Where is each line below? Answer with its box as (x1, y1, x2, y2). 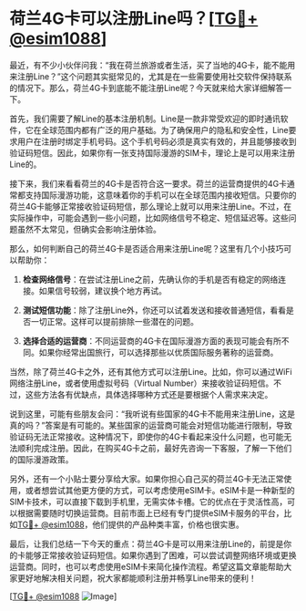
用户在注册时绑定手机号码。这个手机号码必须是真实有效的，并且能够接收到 (16, 136, 297, 147)
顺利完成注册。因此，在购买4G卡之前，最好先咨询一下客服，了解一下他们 (16, 442, 292, 453)
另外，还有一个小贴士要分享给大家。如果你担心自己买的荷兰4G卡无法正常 (9, 473, 284, 484)
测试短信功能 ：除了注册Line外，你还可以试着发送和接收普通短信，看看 (22, 305, 287, 316)
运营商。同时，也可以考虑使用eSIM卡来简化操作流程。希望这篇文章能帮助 (9, 561, 284, 572)
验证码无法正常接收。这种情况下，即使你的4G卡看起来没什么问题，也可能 (9, 430, 284, 442)
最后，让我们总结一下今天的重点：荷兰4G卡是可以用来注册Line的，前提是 (9, 538, 284, 549)
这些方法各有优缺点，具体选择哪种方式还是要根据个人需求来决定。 (25, 388, 273, 399)
